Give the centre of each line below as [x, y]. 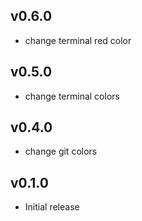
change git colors [61, 151]
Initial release [52, 207]
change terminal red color [78, 40]
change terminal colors [72, 96]
